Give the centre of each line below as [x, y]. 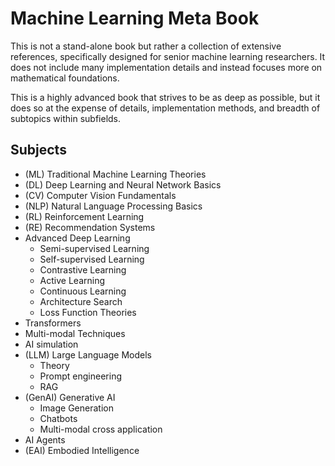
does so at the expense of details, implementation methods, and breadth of [165, 108]
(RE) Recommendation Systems [90, 227]
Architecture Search [81, 301]
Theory [54, 365]
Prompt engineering [80, 376]
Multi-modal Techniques [75, 333]
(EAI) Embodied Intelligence [82, 450]
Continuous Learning [83, 291]
